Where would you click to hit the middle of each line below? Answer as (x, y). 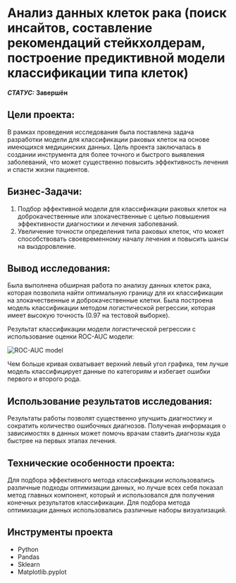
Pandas (29, 557)
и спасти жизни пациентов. (49, 169)
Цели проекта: (41, 115)
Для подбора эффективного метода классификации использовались (111, 480)
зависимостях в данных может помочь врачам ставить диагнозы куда (114, 433)
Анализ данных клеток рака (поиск (117, 13)
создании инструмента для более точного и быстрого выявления (106, 154)
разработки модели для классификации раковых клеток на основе (108, 139)
